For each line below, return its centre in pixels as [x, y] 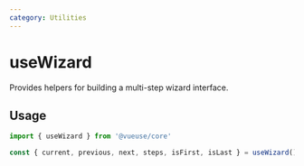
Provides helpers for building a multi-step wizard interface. [119, 88]
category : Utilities [48, 18]
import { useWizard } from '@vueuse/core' [90, 136]
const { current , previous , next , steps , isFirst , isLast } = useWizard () [153, 153]
